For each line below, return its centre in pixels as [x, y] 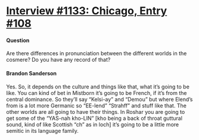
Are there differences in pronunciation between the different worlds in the [97, 53]
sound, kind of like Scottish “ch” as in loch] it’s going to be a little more [93, 124]
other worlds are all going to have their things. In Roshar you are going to [96, 112]
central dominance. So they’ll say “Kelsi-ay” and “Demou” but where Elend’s [99, 99]
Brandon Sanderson [32, 73]
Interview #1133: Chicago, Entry [87, 11]
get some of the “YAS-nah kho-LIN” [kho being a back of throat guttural [94, 118]
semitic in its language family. [43, 131]
